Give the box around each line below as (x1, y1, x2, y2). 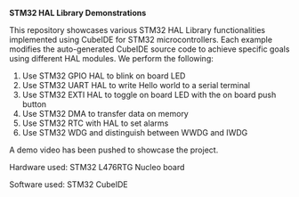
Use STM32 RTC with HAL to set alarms (21, 118, 169, 128)
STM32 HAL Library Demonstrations (9, 8, 147, 18)
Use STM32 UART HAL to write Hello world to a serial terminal (21, 80, 251, 90)
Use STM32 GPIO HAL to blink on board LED (21, 70, 186, 81)
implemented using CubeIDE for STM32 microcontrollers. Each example (9, 35, 273, 45)
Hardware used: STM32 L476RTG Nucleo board (9, 162, 185, 172)
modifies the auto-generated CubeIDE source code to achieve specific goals (9, 44, 290, 54)
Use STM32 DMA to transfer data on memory (21, 109, 189, 119)
